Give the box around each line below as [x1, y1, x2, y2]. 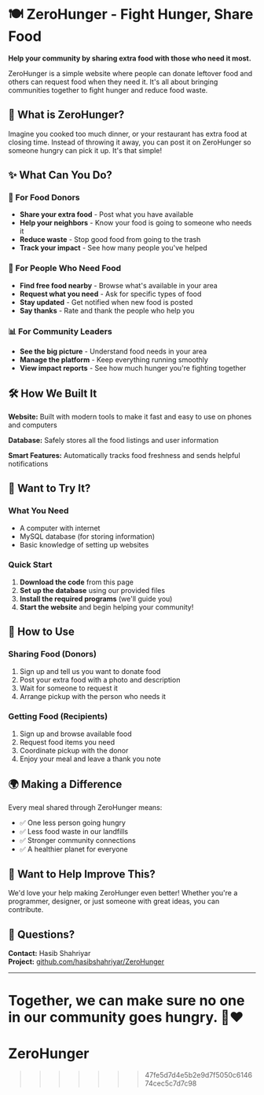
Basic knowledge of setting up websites [19, 540, 149, 549]
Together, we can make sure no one [8, 992, 245, 1009]
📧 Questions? [8, 928, 75, 941]
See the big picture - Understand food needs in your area [19, 346, 207, 357]
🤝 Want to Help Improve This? [8, 868, 156, 881]
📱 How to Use [8, 625, 75, 639]
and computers [8, 420, 57, 430]
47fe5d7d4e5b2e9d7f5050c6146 [145, 1071, 253, 1080]
